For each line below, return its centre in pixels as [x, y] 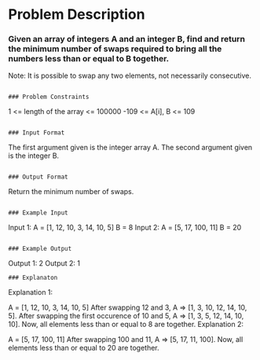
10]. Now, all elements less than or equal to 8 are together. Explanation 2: [126, 325]
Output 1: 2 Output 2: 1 [44, 263]
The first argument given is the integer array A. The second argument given [130, 148]
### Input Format [37, 133]
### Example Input [38, 213]
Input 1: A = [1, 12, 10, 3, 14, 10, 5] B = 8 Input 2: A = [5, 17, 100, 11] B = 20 [125, 228]
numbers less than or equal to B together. [89, 59]
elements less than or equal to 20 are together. [84, 348]
